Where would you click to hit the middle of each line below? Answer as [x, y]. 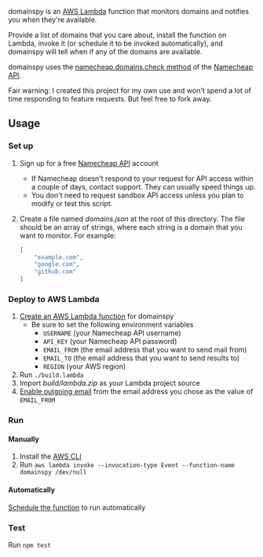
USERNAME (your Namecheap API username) [112, 333]
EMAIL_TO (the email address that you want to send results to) [141, 358]
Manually [24, 439]
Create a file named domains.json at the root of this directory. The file [132, 219]
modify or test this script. [72, 203]
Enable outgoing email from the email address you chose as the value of [136, 392]
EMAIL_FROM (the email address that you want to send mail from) [145, 350]
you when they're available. [53, 20]
